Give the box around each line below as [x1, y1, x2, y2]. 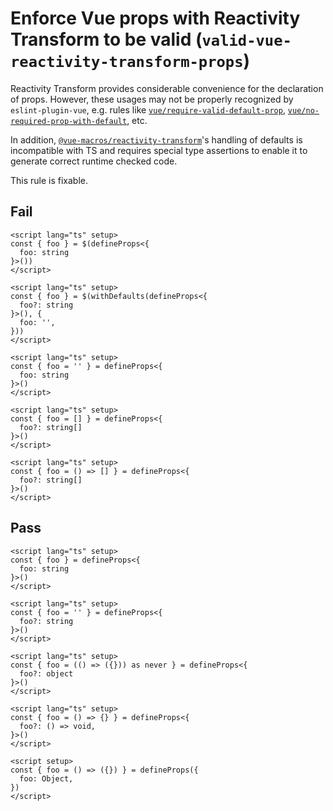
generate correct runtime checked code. [10, 155, 178, 167]
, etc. [126, 114, 148, 126]
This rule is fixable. [10, 174, 89, 186]
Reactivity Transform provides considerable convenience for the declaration [10, 82, 324, 94]
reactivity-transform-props [10, 53, 244, 72]
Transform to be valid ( [10, 28, 203, 51]
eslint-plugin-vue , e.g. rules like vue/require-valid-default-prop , [10, 103, 286, 116]
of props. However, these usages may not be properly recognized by [10, 93, 294, 105]
